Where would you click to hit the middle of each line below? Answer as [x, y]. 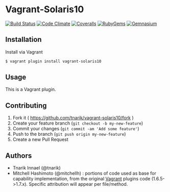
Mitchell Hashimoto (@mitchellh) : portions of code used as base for [84, 173]
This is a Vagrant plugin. [31, 89]
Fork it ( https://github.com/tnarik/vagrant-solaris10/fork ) [73, 118]
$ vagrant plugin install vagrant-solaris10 [53, 61]
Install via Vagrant [24, 52]
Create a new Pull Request [41, 139]
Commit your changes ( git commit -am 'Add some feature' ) [76, 129]
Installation [23, 40]
